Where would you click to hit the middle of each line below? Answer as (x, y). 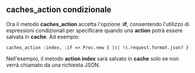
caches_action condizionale (59, 10)
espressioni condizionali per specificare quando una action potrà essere (95, 30)
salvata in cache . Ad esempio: (43, 36)
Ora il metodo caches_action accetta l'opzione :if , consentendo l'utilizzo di (98, 24)
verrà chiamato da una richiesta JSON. (53, 65)
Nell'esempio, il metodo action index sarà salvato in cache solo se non (92, 58)
